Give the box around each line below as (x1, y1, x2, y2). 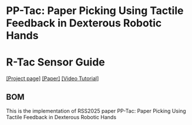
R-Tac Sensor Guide (6, 55, 106, 69)
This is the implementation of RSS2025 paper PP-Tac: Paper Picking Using (6, 107, 186, 114)
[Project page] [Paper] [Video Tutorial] (6, 75, 99, 82)
